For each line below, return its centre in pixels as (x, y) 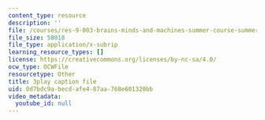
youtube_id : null (44, 103)
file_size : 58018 (37, 37)
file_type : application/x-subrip (63, 45)
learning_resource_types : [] (56, 52)
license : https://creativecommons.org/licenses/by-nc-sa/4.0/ (112, 60)
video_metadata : (35, 96)
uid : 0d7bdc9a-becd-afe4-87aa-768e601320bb (81, 89)
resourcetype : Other (42, 74)
